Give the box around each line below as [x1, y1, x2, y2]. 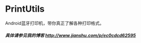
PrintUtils [5, 3, 45, 15]
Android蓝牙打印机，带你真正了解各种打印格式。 [5, 20, 104, 26]
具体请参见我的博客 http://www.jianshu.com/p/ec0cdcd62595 [5, 32, 136, 38]
